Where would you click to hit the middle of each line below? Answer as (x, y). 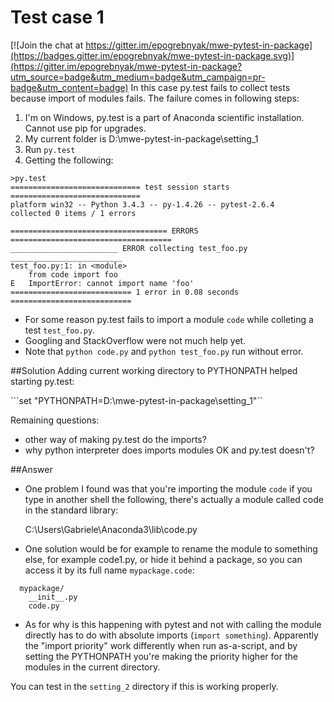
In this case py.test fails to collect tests (210, 87)
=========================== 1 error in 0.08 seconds (125, 292)
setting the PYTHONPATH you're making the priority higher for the (161, 656)
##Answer (31, 469)
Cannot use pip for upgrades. (85, 128)
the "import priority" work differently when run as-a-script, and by (161, 645)
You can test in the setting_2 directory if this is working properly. (144, 686)
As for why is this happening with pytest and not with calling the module (173, 624)
